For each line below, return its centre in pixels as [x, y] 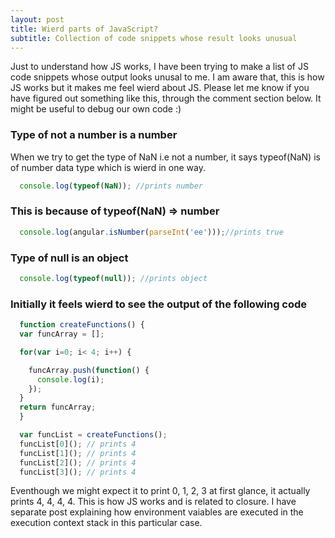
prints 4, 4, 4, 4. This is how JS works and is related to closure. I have [153, 502]
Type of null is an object [69, 258]
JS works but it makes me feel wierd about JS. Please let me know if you [160, 88]
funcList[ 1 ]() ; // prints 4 [78, 453]
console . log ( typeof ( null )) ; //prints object [113, 279]
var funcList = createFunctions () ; [93, 435]
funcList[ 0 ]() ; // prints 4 [78, 444]
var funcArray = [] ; [62, 334]
